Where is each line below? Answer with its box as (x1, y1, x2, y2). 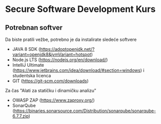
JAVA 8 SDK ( (12, 46, 41, 52)
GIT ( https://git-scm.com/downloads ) (12, 78, 89, 84)
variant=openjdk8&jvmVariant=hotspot (12, 51, 92, 57)
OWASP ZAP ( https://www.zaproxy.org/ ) (12, 97, 95, 103)
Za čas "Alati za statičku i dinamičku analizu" (5, 88, 97, 93)
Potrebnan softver (5, 23, 63, 32)
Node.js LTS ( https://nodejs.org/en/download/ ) (12, 57, 108, 63)
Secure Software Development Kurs (5, 3, 156, 15)
